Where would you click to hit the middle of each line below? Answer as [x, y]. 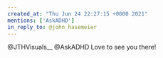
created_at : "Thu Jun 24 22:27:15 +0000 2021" [78, 14]
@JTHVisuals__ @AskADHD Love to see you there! [82, 47]
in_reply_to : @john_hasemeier [52, 27]
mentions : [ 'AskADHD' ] [41, 21]
